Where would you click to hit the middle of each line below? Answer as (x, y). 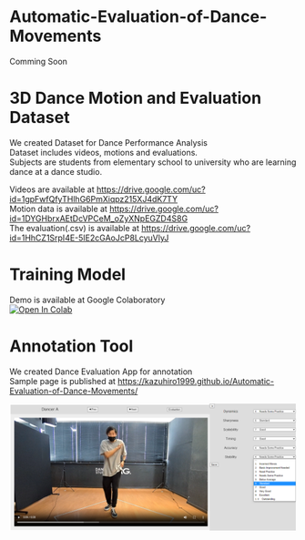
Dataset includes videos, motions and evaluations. (104, 152)
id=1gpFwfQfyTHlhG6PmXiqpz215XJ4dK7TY (94, 199)
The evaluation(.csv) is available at (74, 228)
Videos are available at (52, 189)
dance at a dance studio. (56, 171)
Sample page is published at (63, 381)
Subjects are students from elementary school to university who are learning (153, 162)
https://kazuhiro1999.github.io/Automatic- (196, 381)
